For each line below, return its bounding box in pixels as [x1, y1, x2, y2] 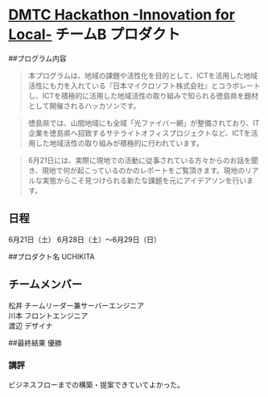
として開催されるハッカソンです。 [27, 101, 141, 111]
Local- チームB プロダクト [8, 26, 181, 44]
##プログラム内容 [8, 53, 67, 63]
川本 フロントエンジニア [8, 311, 89, 320]
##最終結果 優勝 [8, 337, 62, 348]
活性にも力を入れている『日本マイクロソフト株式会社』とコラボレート [27, 81, 262, 90]
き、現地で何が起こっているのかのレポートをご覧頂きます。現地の [27, 165, 245, 175]
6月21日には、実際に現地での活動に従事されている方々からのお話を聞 [27, 155, 259, 165]
